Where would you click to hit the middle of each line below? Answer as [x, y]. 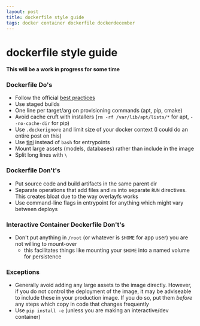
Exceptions [23, 272]
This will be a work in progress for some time [63, 69]
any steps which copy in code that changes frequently [82, 304]
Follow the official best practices [55, 98]
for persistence [43, 257]
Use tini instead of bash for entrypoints [62, 142]
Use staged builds [37, 104]
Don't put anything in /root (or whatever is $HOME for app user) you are [101, 237]
